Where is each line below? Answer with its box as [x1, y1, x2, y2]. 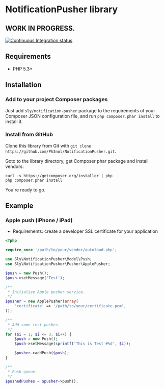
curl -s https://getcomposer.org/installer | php [5, 173, 113, 178]
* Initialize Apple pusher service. [7, 289, 86, 295]
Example [5, 202, 34, 210]
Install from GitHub [5, 131, 53, 138]
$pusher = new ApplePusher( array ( [5, 299, 79, 304]
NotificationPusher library [5, 4, 118, 15]
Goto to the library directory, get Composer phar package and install [5, 158, 149, 164]
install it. [5, 118, 23, 125]
